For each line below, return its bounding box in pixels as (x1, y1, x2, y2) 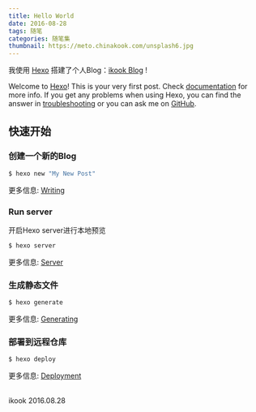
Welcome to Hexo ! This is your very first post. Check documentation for (8, 82, 248, 92)
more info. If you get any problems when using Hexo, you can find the (8, 90, 241, 100)
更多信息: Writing (8, 185, 65, 195)
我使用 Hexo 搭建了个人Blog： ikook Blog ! (8, 66, 148, 75)
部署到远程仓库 (8, 336, 67, 347)
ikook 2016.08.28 (8, 396, 66, 406)
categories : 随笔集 (8, 34, 70, 43)
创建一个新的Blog (8, 151, 77, 162)
